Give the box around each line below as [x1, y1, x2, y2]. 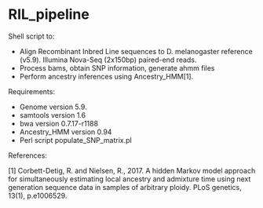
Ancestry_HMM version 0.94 [19, 127, 112, 137]
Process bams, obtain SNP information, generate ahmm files [19, 63, 215, 72]
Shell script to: [8, 31, 55, 41]
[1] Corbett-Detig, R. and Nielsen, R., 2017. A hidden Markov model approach [8, 166, 256, 175]
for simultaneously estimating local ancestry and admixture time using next [8, 174, 251, 184]
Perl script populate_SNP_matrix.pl [19, 135, 132, 144]
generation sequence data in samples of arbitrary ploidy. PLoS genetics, [8, 182, 242, 192]
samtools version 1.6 [19, 110, 86, 119]
